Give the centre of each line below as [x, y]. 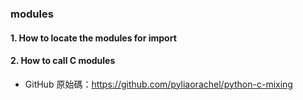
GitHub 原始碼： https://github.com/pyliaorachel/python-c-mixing [158, 84]
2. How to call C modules [63, 61]
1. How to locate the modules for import [93, 38]
